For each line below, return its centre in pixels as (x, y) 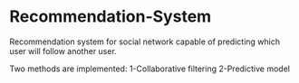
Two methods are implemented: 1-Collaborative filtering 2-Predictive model (149, 69)
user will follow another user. (63, 51)
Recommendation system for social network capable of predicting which (145, 41)
